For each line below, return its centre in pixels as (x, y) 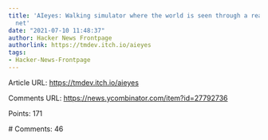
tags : (17, 52)
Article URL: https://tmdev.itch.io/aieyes (74, 82)
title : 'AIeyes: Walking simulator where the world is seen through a (128, 16)
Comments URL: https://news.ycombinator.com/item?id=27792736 (118, 98)
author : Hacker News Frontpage (60, 38)
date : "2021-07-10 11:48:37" (57, 30)
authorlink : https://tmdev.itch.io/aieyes (80, 45)
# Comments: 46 (36, 129)
